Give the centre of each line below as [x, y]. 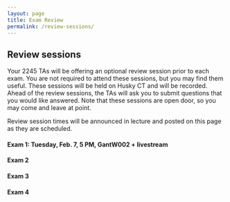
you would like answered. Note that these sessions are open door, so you [112, 100]
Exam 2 [18, 160]
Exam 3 [18, 176]
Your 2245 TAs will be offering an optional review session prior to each [108, 71]
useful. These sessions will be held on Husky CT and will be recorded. [107, 86]
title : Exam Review [35, 20]
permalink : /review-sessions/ [51, 26]
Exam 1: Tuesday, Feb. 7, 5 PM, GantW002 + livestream [88, 144]
